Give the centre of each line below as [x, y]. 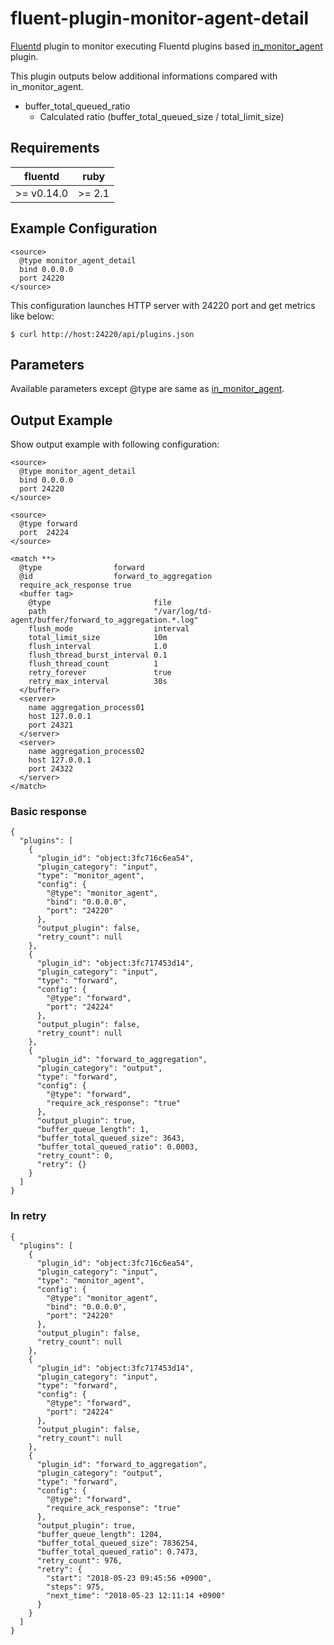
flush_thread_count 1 [93, 664]
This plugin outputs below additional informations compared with [144, 76]
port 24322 [51, 769]
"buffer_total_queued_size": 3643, [111, 1138]
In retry [28, 1216]
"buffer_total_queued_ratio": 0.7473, [117, 1552]
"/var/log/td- [183, 612]
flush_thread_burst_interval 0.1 [98, 655]
